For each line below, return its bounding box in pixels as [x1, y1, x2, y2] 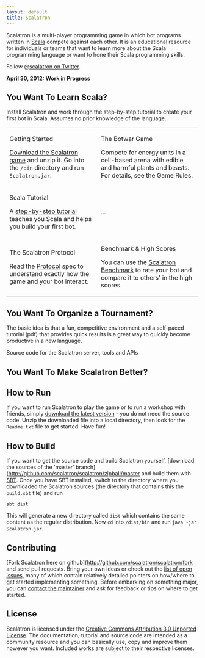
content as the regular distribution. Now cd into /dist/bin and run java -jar [6, 518, 197, 526]
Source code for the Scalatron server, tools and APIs [6, 349, 138, 356]
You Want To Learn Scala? [6, 92, 108, 103]
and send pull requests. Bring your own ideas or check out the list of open [6, 565, 192, 573]
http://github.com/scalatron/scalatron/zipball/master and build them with [8, 470, 191, 477]
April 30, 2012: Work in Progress [6, 74, 90, 82]
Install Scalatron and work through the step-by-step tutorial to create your [6, 108, 192, 116]
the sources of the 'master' [6, 463, 74, 471]
